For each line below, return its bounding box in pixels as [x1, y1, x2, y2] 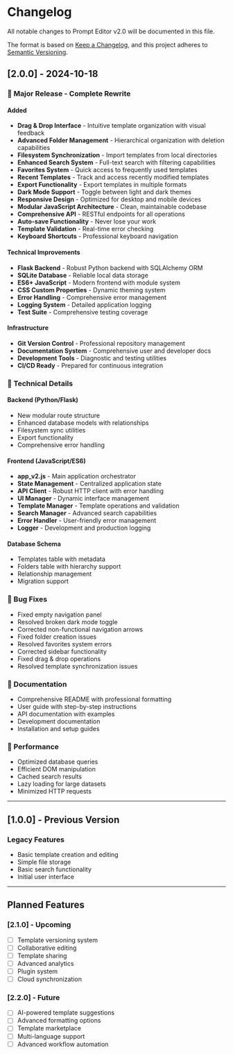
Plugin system [17, 967, 58, 976]
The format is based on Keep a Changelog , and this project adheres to [7, 40, 208, 49]
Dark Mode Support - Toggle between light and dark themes [17, 188, 192, 196]
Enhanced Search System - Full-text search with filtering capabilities [17, 158, 216, 167]
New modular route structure [17, 411, 101, 419]
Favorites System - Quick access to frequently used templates [17, 166, 198, 174]
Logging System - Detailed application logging [17, 300, 152, 309]
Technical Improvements [7, 248, 81, 257]
